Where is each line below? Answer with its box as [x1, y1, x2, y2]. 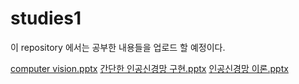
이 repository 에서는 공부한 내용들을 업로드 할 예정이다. [10, 41, 226, 53]
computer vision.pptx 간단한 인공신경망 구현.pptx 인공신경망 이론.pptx [10, 62, 289, 74]
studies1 [10, 7, 82, 30]
